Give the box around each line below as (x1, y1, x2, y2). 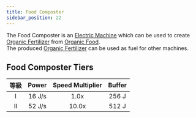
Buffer (108, 81, 127, 89)
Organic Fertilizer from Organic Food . (6, 38, 100, 45)
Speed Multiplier (53, 81, 102, 89)
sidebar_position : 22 (6, 15, 62, 21)
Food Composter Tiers (6, 62, 94, 72)
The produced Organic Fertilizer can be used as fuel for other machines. (6, 44, 189, 52)
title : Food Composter (6, 9, 64, 15)
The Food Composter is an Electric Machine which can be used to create (6, 31, 190, 39)
